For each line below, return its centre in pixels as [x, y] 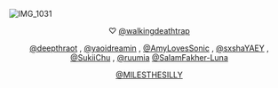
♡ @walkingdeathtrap [149, 31]
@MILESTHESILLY [149, 75]
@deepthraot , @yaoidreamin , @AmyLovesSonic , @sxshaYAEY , [149, 48]
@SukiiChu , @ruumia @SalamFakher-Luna [149, 57]
